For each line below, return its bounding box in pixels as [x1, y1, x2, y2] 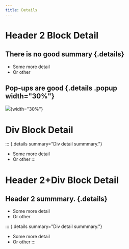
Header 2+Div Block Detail [5, 174, 119, 186]
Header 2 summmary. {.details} [5, 194, 108, 203]
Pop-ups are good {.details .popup [5, 84, 117, 93]
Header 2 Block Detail [5, 29, 99, 41]
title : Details [5, 7, 38, 13]
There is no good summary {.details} [5, 50, 125, 59]
